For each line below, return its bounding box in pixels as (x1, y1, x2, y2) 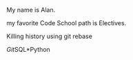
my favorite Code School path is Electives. (6, 19, 127, 27)
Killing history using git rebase (6, 32, 92, 40)
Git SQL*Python (6, 46, 51, 53)
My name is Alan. (6, 6, 56, 14)
